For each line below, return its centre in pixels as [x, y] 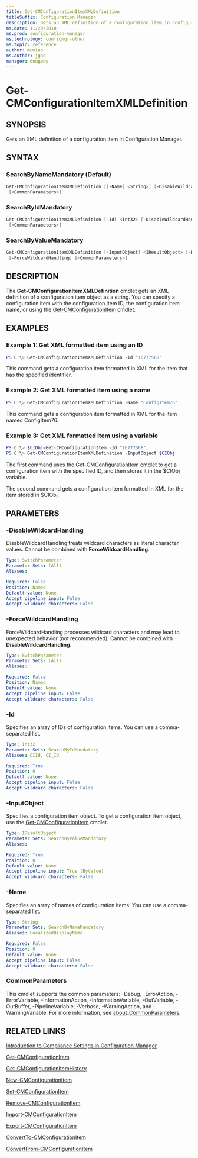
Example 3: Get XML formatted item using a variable [82, 436]
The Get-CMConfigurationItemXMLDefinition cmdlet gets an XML [88, 291]
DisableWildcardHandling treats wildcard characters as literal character [93, 543]
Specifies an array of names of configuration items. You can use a [86, 905]
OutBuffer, [19, 1006]
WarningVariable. [27, 1012]
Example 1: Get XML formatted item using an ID [75, 345]
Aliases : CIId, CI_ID [33, 755]
